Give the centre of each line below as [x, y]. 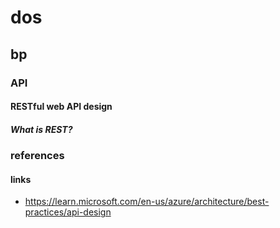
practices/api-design [68, 212]
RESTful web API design [61, 107]
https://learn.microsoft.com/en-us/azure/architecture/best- [147, 202]
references [37, 156]
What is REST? [41, 129]
